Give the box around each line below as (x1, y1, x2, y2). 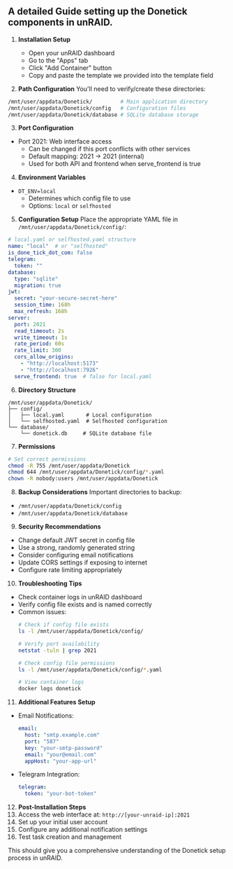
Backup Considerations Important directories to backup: (17, 488, 182, 496)
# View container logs (17, 679, 84, 686)
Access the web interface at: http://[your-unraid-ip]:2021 (17, 810, 190, 819)
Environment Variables (17, 173, 87, 181)
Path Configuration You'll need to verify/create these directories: (17, 84, 206, 93)
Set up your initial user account (17, 818, 108, 826)
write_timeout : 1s (14, 334, 68, 341)
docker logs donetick (17, 686, 81, 693)
